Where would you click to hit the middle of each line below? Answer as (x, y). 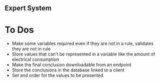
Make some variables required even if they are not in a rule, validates (83, 43)
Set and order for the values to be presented (57, 75)
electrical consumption (35, 59)
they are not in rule (31, 49)
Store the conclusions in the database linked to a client (68, 70)
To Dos (19, 30)
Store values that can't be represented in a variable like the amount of (83, 54)
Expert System (28, 8)
